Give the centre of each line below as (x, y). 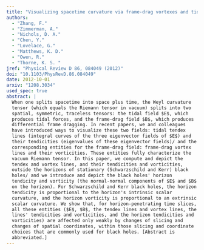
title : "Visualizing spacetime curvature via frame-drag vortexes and (97, 12)
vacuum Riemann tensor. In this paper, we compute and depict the (97, 158)
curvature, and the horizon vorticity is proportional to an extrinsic (104, 198)
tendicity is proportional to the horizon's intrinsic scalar (92, 192)
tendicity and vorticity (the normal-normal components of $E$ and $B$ (104, 181)
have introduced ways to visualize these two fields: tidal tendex (99, 130)
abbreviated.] (29, 237)
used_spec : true (27, 91)
